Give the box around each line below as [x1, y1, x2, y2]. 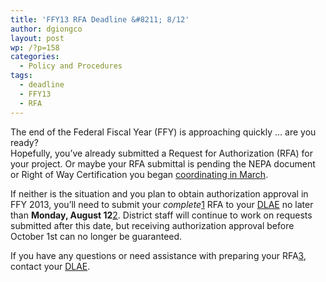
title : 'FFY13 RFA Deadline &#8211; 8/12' [10, 14, 190, 25]
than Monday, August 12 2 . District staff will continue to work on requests [10, 209, 313, 221]
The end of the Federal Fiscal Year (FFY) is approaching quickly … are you [10, 126, 317, 138]
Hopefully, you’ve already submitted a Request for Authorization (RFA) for [10, 147, 314, 159]
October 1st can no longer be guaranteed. [10, 230, 183, 242]
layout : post [10, 33, 65, 43]
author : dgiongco [10, 24, 83, 34]
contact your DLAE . [10, 260, 91, 272]
